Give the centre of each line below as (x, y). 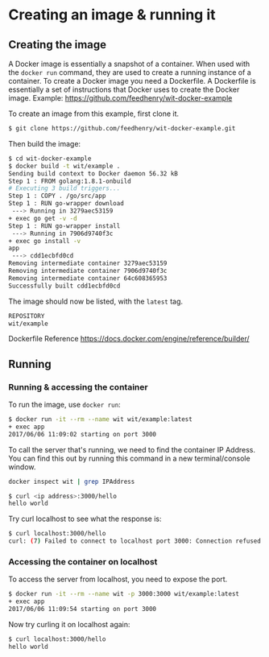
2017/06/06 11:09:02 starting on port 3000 (83, 434)
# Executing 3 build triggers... (64, 188)
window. (22, 467)
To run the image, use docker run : (64, 405)
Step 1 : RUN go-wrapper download (66, 204)
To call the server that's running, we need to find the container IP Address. (132, 449)
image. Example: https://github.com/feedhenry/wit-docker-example (120, 98)
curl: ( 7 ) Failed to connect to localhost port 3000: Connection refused (135, 541)
